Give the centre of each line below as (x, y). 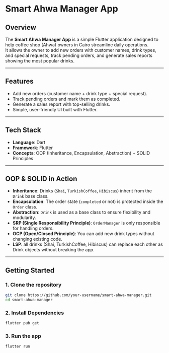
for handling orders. (33, 228)
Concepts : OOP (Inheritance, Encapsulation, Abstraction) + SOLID (81, 153)
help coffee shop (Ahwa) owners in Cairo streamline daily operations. (77, 45)
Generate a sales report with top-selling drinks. (61, 104)
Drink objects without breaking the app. (53, 250)
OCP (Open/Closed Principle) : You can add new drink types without (83, 234)
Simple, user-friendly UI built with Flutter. (55, 109)
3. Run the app (23, 336)
